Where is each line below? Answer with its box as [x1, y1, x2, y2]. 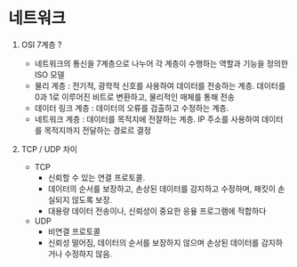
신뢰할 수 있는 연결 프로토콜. [47, 172, 146, 182]
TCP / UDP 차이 [20, 143, 77, 154]
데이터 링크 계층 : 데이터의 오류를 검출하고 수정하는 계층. [34, 102, 229, 113]
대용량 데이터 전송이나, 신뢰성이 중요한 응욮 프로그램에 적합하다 [47, 206, 267, 216]
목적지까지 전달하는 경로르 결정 [44, 125, 152, 135]
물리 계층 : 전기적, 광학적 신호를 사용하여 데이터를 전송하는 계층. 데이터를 [34, 80, 286, 91]
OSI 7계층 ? [20, 39, 62, 50]
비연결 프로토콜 [47, 226, 101, 237]
